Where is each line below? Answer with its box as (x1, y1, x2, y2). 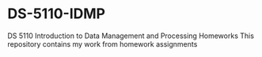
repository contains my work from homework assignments (7, 39, 198, 48)
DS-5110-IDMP (7, 5, 106, 23)
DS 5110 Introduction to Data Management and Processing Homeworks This (7, 31, 255, 40)
